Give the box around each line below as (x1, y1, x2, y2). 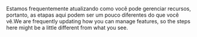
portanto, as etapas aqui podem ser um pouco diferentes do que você (6, 11, 179, 18)
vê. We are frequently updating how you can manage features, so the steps (6, 18, 190, 24)
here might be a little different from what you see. (6, 24, 128, 31)
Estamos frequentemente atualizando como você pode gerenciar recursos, (6, 5, 192, 12)
